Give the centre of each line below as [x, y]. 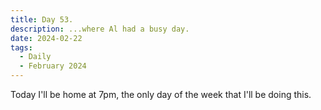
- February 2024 [53, 66]
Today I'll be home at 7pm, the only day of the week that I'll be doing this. [161, 94]
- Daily [35, 57]
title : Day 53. [42, 19]
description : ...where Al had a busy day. [100, 29]
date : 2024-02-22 [46, 38]
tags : [21, 47]
